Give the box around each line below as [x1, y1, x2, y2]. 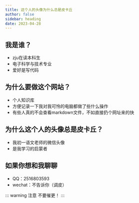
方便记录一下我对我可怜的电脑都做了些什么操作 [12, 103, 108, 109]
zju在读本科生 [12, 55, 41, 61]
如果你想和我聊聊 [5, 161, 58, 170]
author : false [5, 12, 35, 17]
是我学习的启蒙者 [12, 146, 48, 152]
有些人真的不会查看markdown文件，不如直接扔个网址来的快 [12, 109, 135, 115]
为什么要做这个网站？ [5, 83, 70, 92]
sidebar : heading [5, 16, 41, 21]
